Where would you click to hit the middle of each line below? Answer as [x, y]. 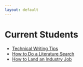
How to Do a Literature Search [43, 53]
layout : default [21, 10]
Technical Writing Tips [35, 48]
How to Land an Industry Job [42, 59]
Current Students [41, 34]
